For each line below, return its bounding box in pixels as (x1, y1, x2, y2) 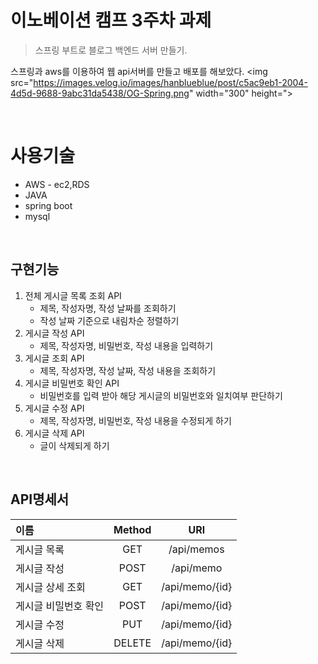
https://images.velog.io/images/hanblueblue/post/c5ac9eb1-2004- (33, 76, 308, 88)
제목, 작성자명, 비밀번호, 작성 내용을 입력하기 (39, 339, 214, 351)
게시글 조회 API (24, 352, 85, 364)
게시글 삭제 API (24, 427, 85, 439)
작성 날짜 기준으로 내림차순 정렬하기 (39, 314, 180, 326)
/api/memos (168, 542, 225, 556)
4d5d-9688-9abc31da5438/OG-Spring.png (10, 87, 190, 99)
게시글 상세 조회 (15, 580, 86, 594)
